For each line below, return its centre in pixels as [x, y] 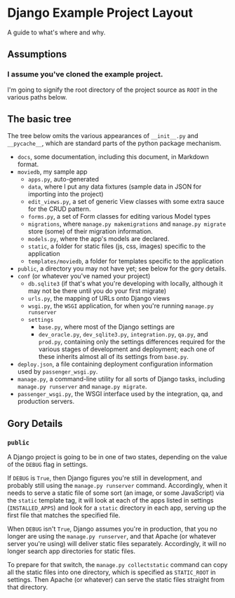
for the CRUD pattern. [59, 209]
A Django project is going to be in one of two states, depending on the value [117, 457]
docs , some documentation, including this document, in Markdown [113, 157]
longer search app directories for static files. [71, 551]
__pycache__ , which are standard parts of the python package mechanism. [115, 143]
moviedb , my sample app [52, 172]
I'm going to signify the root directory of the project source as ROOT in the [112, 90]
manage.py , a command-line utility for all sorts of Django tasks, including [121, 379]
